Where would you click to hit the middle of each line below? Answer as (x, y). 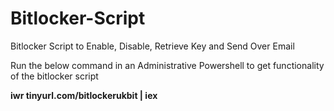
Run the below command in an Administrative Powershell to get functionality (167, 65)
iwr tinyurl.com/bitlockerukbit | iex (84, 95)
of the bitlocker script (54, 76)
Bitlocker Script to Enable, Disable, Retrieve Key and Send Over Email (152, 46)
